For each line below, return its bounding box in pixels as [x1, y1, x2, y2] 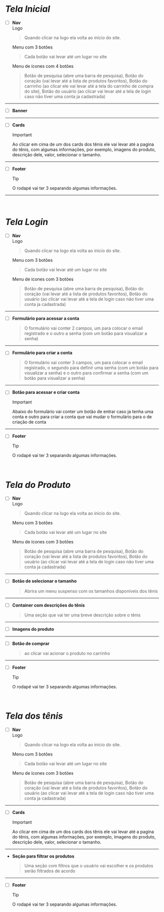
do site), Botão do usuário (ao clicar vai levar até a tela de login [24, 88, 151, 94]
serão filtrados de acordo [24, 868, 76, 874]
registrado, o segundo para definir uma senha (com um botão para [24, 365, 159, 371]
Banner [12, 108, 28, 113]
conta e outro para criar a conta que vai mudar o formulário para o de [12, 414, 152, 420]
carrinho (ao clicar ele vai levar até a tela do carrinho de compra [24, 83, 154, 89]
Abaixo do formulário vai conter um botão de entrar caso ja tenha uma [12, 408, 154, 415]
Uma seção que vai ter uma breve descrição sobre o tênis [24, 612, 141, 618]
